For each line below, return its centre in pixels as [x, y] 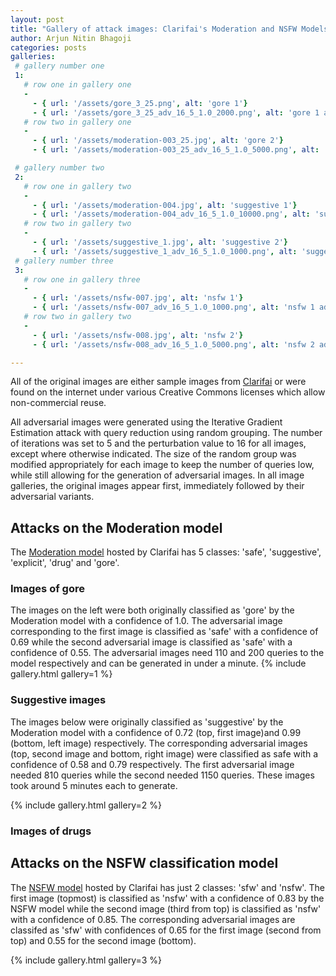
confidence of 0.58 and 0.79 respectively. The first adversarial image [152, 764]
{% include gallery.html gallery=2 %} [86, 805]
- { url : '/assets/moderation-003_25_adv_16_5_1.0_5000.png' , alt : [176, 150]
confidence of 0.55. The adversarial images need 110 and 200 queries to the [167, 653]
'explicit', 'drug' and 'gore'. [65, 563]
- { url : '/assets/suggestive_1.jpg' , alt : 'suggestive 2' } [160, 242]
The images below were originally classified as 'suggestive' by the [147, 722]
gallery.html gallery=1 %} [61, 674]
